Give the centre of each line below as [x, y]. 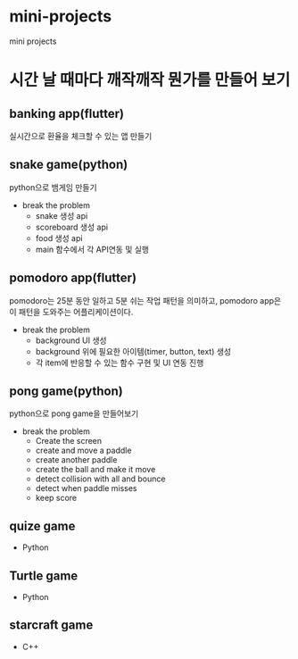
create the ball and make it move [95, 470]
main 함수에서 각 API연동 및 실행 [92, 249]
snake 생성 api [62, 215]
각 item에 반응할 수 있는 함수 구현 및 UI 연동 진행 [120, 363]
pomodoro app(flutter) [73, 278]
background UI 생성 [71, 340]
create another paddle [76, 460]
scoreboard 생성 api [72, 227]
